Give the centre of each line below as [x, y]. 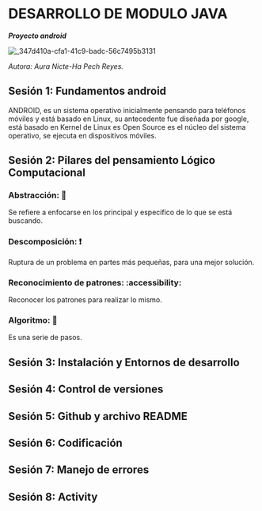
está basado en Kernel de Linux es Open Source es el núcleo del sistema [127, 127]
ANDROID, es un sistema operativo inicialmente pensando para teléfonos [127, 110]
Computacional [47, 173]
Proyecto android [38, 36]
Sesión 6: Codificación [65, 443]
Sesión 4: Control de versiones [86, 390]
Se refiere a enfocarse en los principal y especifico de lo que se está [120, 212]
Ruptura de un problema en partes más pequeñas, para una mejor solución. [131, 262]
